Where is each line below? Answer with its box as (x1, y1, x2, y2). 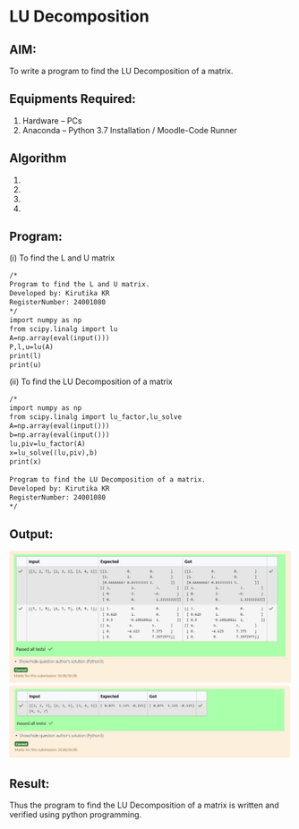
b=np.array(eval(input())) (9, 431, 110, 440)
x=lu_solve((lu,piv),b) (9, 449, 98, 457)
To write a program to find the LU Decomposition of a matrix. (9, 65, 234, 76)
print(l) (9, 352, 42, 361)
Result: (9, 776, 50, 791)
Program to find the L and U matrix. (9, 280, 150, 289)
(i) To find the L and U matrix (9, 252, 115, 263)
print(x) (9, 457, 42, 466)
